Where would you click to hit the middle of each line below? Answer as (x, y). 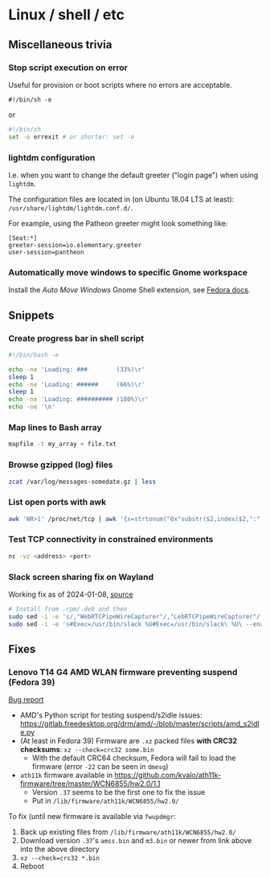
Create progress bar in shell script (76, 338)
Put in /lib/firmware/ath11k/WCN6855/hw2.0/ (105, 801)
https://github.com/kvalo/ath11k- (168, 776)
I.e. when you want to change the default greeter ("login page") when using (133, 175)
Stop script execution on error (68, 68)
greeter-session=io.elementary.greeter (75, 245)
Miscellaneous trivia (60, 45)
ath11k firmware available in (66, 776)
